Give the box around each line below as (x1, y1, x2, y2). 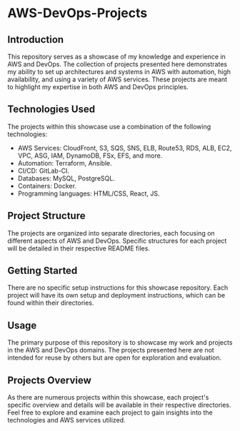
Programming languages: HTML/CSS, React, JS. (17, 189, 160, 198)
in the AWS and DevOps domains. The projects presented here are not (7, 346, 214, 355)
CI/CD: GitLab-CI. (17, 166, 70, 175)
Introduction (7, 34, 64, 46)
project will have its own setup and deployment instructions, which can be (7, 291, 226, 300)
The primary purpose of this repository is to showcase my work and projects (7, 338, 233, 347)
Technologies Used (7, 103, 95, 116)
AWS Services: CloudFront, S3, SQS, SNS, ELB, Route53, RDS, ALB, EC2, (17, 143, 232, 152)
